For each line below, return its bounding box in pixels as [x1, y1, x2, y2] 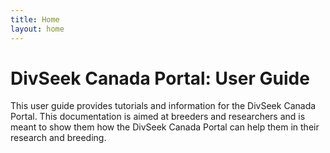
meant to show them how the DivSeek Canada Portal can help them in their [10, 121, 320, 133]
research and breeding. [10, 132, 107, 144]
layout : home [10, 24, 65, 34]
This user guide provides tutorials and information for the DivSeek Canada [10, 100, 317, 112]
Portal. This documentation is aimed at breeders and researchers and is [10, 111, 306, 123]
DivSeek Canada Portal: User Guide [10, 67, 310, 90]
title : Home [10, 14, 60, 25]
